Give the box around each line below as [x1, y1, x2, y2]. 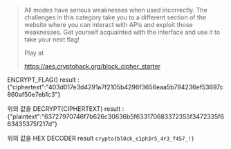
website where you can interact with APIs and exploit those [24, 21, 193, 28]
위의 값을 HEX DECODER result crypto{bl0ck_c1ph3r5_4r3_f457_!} [7, 134, 195, 142]
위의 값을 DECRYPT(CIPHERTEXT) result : [7, 105, 124, 113]
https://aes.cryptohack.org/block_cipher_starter [24, 62, 161, 70]
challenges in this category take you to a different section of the [24, 13, 207, 21]
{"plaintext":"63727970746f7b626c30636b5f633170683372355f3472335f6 [7, 112, 225, 121]
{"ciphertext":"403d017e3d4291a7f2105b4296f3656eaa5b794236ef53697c [7, 83, 223, 91]
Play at [24, 49, 44, 57]
